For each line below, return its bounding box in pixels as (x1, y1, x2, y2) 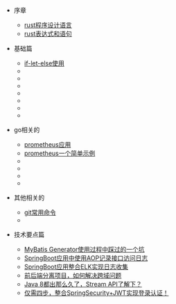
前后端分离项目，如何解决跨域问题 (24, 271, 122, 280)
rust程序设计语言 (24, 21, 73, 29)
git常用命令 (24, 208, 57, 216)
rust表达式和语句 (24, 30, 73, 38)
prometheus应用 (24, 141, 71, 148)
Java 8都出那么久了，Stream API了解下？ (24, 280, 142, 288)
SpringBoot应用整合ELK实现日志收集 (24, 263, 129, 271)
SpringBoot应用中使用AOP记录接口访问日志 (24, 254, 148, 262)
